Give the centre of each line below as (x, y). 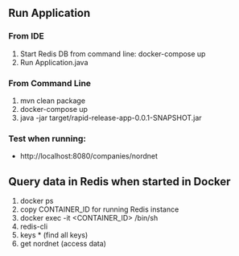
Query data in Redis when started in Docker (119, 182)
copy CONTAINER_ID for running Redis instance (99, 209)
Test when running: (47, 138)
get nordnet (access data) (63, 244)
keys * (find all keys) (54, 235)
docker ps (37, 201)
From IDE (26, 36)
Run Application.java (54, 62)
